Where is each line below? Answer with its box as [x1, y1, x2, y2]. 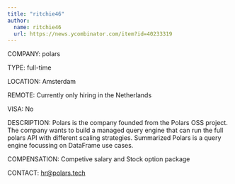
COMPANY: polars [7, 50, 61, 58]
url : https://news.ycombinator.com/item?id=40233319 [13, 30, 173, 38]
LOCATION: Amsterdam [7, 77, 76, 86]
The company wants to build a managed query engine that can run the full [7, 126, 224, 135]
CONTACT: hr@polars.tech [7, 168, 86, 178]
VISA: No [7, 104, 34, 114]
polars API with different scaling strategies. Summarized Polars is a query [7, 134, 222, 142]
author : [7, 17, 30, 24]
